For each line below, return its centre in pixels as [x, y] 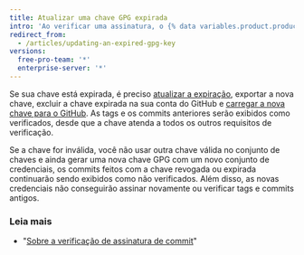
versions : [28, 52]
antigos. [24, 198]
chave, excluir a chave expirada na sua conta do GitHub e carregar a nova [147, 103]
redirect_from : [38, 34]
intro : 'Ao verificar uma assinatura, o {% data [103, 26]
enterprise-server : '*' [62, 69]
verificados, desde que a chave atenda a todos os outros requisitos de [141, 122]
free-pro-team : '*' [54, 60]
